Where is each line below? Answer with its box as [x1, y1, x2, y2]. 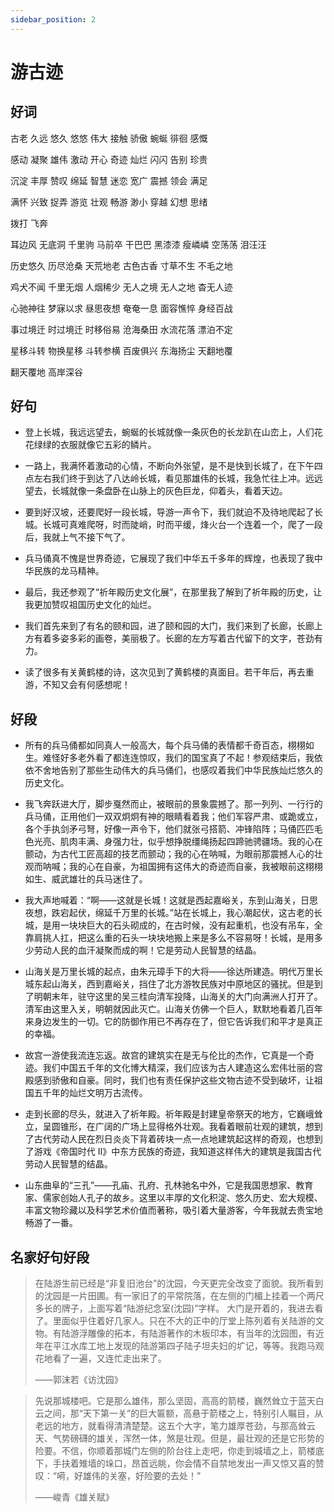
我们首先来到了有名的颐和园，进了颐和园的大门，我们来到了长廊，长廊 [24, 620, 315, 632]
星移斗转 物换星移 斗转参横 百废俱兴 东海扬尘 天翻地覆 [10, 344, 233, 356]
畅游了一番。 [24, 1217, 78, 1229]
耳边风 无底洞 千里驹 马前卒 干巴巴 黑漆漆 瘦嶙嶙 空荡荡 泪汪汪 [10, 238, 267, 250]
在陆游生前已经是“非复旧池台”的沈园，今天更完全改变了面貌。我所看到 [34, 1277, 324, 1290]
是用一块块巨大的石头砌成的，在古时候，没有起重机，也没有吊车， [42, 919, 315, 931]
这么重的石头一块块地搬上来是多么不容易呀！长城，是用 [86, 932, 315, 944]
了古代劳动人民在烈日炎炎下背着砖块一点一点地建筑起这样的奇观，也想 [24, 1133, 315, 1145]
